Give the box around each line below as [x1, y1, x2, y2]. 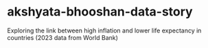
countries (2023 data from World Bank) [7, 33, 119, 41]
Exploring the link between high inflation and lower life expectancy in [7, 26, 202, 34]
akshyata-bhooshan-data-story [7, 4, 194, 20]
